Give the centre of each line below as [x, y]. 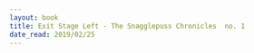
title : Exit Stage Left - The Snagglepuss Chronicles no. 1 [127, 26]
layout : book [34, 18]
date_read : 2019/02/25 [52, 34]
